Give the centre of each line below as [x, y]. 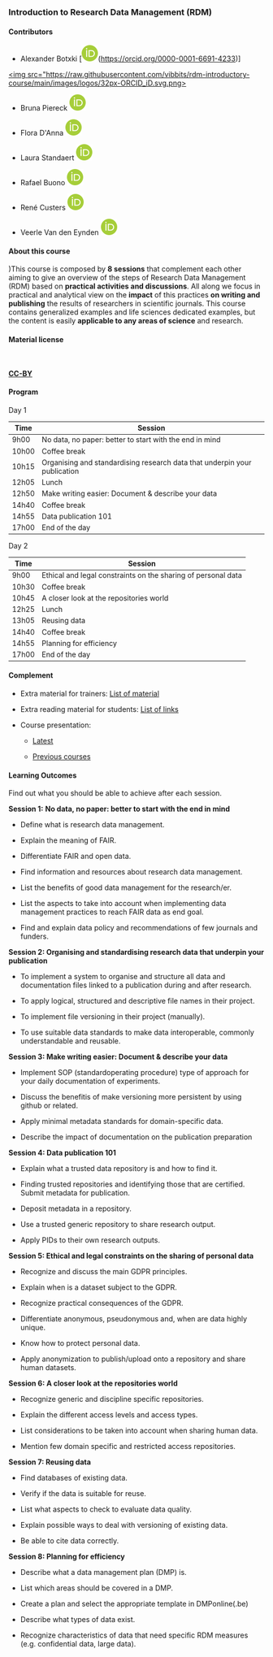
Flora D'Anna [42, 133]
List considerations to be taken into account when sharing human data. [139, 1431]
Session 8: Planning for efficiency [67, 1557]
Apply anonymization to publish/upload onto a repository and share [133, 1359]
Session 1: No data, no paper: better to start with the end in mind [119, 809]
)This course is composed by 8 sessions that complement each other [125, 269]
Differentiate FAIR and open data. [76, 857]
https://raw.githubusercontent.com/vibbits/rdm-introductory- [148, 75]
